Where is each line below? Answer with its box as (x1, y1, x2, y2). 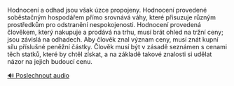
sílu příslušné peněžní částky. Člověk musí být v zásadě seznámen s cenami (7, 43, 228, 51)
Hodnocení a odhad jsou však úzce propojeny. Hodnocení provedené (7, 6, 207, 14)
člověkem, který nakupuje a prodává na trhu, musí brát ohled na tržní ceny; (7, 28, 224, 36)
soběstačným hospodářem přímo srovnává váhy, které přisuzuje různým (7, 13, 216, 21)
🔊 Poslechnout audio (7, 71, 70, 79)
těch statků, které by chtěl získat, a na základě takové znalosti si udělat (7, 50, 212, 58)
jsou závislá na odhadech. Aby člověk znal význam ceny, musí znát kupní (7, 35, 219, 44)
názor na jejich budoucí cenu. (7, 58, 93, 65)
